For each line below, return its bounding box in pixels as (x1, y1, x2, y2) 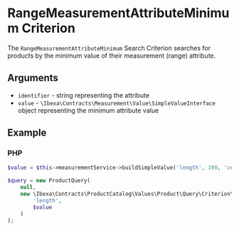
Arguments (7, 72, 59, 84)
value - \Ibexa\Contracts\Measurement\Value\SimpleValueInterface (17, 98, 216, 107)
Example (7, 127, 47, 139)
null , (20, 184, 37, 191)
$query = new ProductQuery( (7, 177, 91, 185)
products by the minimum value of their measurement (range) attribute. (7, 51, 216, 60)
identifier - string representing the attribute (17, 91, 150, 99)
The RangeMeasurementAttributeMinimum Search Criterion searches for (7, 43, 211, 52)
